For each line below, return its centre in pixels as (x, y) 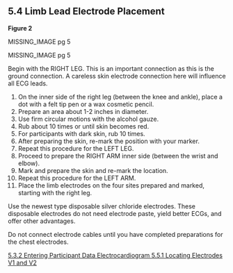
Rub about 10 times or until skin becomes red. (83, 126)
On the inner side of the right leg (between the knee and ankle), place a (120, 97)
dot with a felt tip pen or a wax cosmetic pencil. (86, 104)
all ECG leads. (28, 83)
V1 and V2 (23, 263)
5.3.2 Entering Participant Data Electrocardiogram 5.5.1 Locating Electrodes (115, 255)
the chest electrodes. (38, 242)
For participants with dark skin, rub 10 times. (81, 133)
